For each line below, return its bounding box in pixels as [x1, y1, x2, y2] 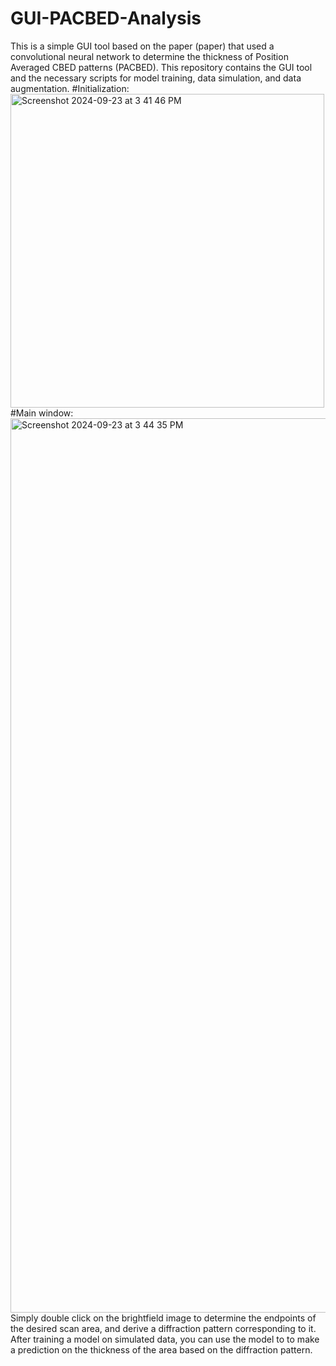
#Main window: [10, 407, 74, 419]
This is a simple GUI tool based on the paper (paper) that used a [10, 40, 275, 52]
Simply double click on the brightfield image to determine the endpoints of [10, 1312, 317, 1324]
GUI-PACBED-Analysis [10, 7, 202, 30]
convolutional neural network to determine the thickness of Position [10, 50, 289, 62]
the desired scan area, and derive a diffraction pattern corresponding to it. [10, 1322, 317, 1334]
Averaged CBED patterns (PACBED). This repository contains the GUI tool [10, 61, 313, 73]
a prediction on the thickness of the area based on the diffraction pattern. [10, 1343, 313, 1356]
